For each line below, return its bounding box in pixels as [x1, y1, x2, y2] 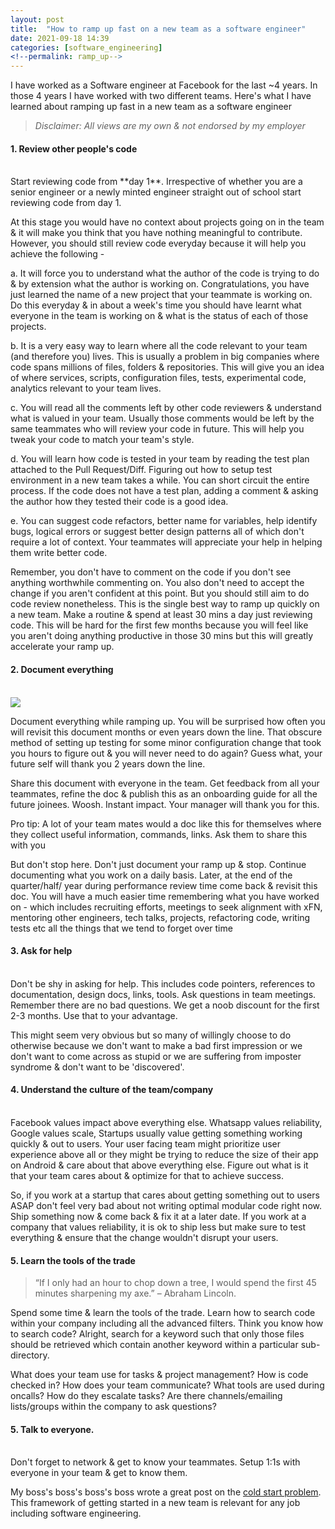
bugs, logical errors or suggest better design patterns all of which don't [10, 526, 305, 538]
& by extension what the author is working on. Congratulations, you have [10, 278, 310, 290]
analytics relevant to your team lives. [10, 382, 162, 395]
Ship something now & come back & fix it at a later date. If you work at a [10, 1210, 307, 1222]
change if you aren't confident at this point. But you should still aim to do [10, 587, 310, 600]
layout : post [10, 14, 65, 25]
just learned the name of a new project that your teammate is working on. [10, 289, 313, 301]
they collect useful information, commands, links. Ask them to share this [10, 828, 308, 840]
